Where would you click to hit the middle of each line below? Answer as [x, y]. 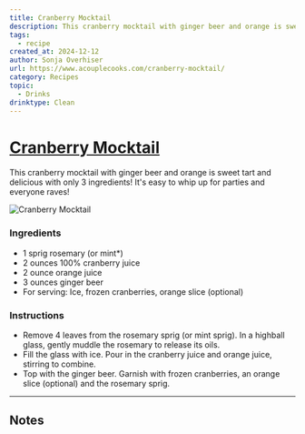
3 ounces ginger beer [63, 282]
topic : [22, 86]
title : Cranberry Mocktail [60, 18]
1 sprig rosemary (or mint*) [73, 253]
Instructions [37, 315]
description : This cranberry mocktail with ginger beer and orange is [146, 26]
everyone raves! [39, 192]
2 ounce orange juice [62, 272]
